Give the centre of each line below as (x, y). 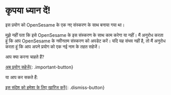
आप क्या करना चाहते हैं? (25, 57)
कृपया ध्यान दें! (28, 10)
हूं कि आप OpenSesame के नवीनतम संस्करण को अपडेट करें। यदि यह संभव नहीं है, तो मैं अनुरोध (85, 41)
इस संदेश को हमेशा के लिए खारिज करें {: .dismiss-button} (55, 87)
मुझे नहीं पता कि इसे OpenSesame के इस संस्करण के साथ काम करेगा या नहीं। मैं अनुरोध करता (84, 35)
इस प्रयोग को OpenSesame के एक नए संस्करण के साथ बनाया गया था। (65, 25)
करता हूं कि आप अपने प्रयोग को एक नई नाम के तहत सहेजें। (53, 46)
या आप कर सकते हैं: (22, 77)
